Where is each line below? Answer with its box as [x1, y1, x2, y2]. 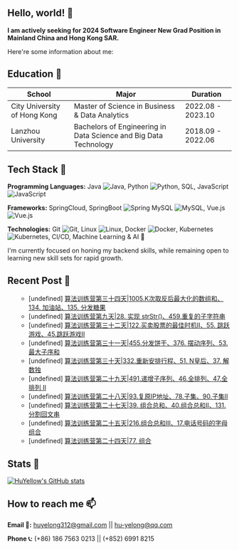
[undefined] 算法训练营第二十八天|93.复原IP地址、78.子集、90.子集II [28, 392, 228, 401]
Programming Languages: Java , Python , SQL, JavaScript [7, 182, 229, 191]
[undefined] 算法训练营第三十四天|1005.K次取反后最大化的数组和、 [28, 295, 224, 303]
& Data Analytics [73, 110, 129, 120]
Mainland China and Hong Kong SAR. [7, 33, 119, 42]
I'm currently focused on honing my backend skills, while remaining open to [7, 246, 229, 255]
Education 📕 [7, 68, 62, 80]
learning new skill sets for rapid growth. [7, 254, 123, 263]
